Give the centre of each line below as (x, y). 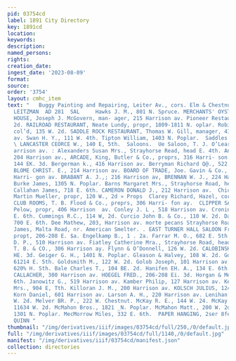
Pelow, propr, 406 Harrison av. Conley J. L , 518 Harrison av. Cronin (122, 210)
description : (26, 46)
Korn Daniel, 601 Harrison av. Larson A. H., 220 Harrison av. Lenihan (121, 295)
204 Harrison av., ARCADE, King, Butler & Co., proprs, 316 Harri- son (121, 158)
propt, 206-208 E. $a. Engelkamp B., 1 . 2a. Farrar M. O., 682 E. (114, 236)
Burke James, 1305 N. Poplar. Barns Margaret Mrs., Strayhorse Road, (117, 183)
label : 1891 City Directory (48, 20)
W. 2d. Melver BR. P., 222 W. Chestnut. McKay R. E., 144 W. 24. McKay (121, 301)
